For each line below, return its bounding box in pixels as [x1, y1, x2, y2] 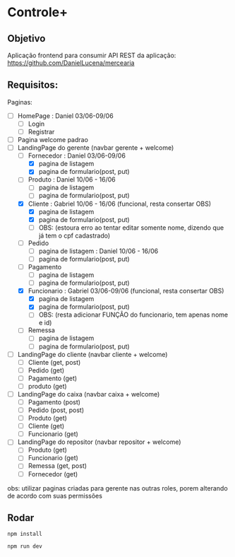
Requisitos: [7, 79, 59, 91]
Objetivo [7, 33, 46, 45]
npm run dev [7, 543, 42, 550]
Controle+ [7, 4, 68, 20]
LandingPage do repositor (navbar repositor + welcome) [17, 438, 181, 446]
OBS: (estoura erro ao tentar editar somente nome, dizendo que [38, 223, 224, 232]
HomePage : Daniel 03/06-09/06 [17, 111, 114, 120]
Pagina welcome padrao [17, 136, 88, 143]
